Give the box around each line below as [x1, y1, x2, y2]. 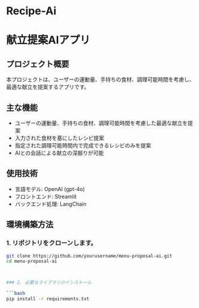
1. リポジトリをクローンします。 [6, 239, 97, 247]
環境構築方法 [6, 220, 54, 230]
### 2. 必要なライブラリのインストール [6, 279, 92, 286]
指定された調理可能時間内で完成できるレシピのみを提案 [14, 142, 151, 149]
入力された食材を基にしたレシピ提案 [14, 134, 105, 141]
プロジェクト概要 [6, 58, 69, 69]
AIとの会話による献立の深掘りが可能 [14, 149, 104, 156]
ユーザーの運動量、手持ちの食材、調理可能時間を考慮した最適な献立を [14, 119, 188, 127]
